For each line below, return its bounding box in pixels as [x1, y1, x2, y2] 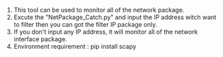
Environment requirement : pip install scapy [13, 43, 137, 50]
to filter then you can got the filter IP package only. [13, 21, 158, 28]
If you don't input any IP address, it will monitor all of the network [13, 27, 198, 36]
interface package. [13, 35, 67, 43]
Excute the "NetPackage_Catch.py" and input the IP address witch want [13, 13, 217, 21]
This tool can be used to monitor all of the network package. [13, 6, 185, 14]
